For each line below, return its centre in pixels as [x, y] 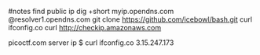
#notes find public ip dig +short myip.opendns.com [91, 11]
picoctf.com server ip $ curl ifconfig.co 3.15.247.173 [91, 43]
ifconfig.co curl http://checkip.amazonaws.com [85, 27]
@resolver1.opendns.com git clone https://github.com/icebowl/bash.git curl [130, 19]
